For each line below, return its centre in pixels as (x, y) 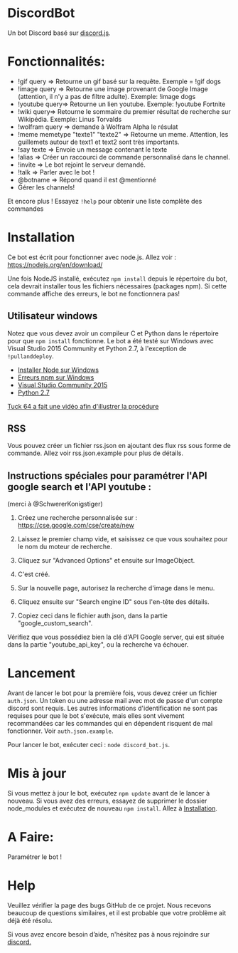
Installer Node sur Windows (58, 370)
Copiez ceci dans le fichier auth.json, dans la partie (93, 616)
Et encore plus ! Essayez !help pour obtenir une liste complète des (105, 201)
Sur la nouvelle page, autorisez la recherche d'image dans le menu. (116, 588)
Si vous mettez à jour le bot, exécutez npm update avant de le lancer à (109, 793)
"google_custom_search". (55, 623)
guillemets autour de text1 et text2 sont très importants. (98, 142)
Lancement (42, 673)
